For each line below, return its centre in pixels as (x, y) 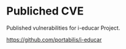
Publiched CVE (45, 11)
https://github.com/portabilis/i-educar (54, 39)
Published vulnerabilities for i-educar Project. (63, 28)
